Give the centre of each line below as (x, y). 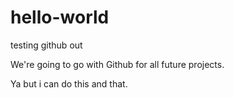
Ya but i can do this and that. (69, 83)
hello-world (60, 17)
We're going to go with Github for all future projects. (117, 64)
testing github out (46, 45)
